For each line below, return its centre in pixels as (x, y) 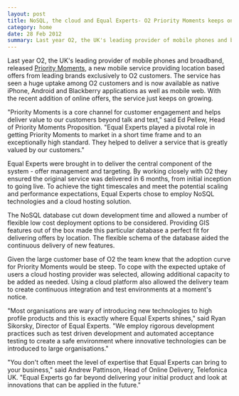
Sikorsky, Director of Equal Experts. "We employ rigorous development (111, 326)
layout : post (27, 14)
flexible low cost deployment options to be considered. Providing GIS (108, 223)
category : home (30, 27)
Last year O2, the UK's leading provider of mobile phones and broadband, (116, 60)
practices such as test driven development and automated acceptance (111, 333)
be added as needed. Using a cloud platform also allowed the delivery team (118, 282)
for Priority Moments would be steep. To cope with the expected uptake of (117, 267)
